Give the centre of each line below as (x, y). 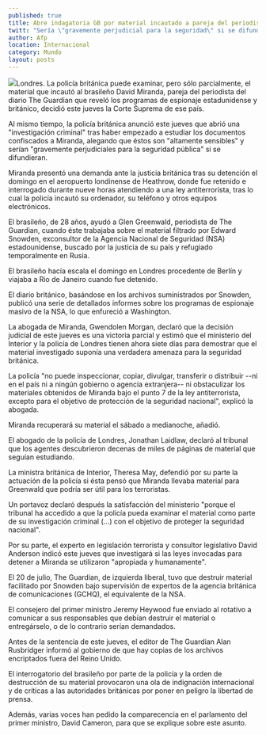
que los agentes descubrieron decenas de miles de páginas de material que (132, 448)
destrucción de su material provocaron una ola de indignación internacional (131, 682)
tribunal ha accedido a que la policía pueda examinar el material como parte (132, 512)
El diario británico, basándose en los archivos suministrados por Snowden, (130, 295)
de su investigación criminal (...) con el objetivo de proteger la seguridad (126, 521)
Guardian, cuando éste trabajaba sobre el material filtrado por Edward (122, 230)
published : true (35, 15)
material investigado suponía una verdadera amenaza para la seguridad (125, 352)
